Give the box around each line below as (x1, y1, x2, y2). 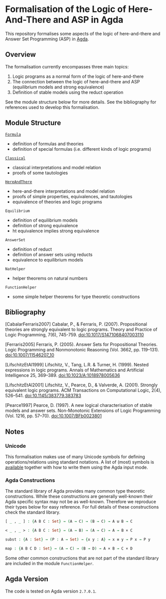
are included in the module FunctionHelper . (5, 560, 94, 566)
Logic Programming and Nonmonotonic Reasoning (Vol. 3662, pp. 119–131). (5, 347, 160, 353)
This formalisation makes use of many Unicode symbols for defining (5, 454, 146, 460)
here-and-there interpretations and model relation (12, 188, 115, 194)
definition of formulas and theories (12, 141, 84, 147)
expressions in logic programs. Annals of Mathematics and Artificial (5, 367, 144, 373)
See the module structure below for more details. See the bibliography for (5, 99, 157, 105)
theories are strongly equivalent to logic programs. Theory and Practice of (5, 326, 158, 332)
